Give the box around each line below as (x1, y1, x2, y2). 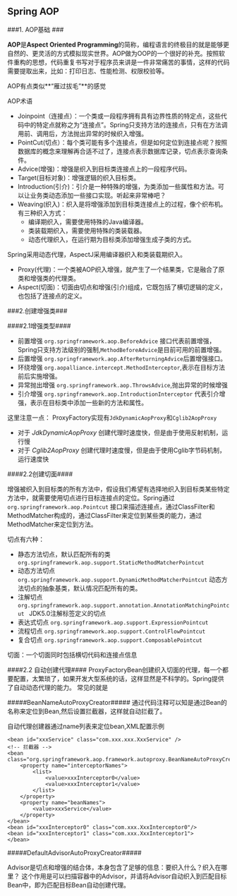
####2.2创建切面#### (7, 469, 73, 478)
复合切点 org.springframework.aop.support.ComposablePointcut (17, 635, 202, 644)
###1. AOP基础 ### (7, 25, 64, 34)
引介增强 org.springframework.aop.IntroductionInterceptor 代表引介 (17, 389, 220, 398)
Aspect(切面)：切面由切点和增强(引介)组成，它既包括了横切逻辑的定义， (17, 282, 227, 291)
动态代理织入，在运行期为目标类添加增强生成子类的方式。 (28, 235, 195, 243)
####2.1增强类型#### (7, 321, 71, 330)
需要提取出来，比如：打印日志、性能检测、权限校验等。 (7, 66, 168, 75)
